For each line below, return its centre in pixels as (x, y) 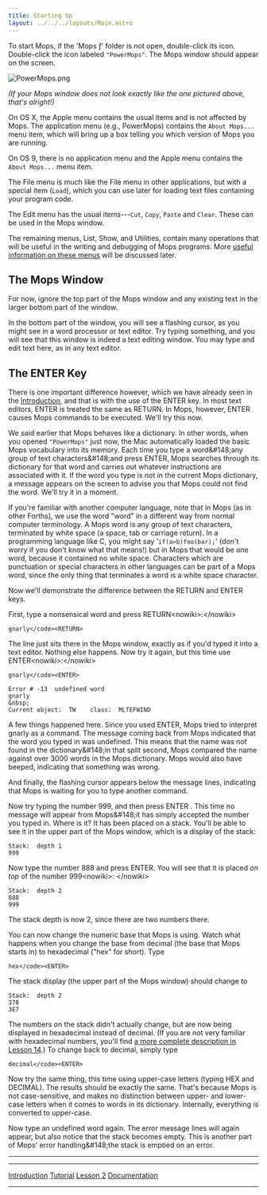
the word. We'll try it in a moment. (64, 492)
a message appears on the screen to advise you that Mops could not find (128, 484)
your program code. (41, 199)
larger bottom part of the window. (63, 308)
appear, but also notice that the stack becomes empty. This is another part (130, 1137)
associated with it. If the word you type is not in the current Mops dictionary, (133, 475)
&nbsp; (19, 703)
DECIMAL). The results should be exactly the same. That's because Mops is (132, 1088)
